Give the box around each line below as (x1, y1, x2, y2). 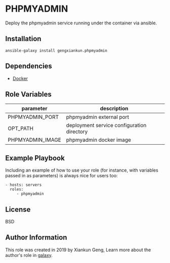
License (5, 205, 31, 214)
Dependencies (5, 62, 52, 71)
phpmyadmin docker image (66, 137, 132, 144)
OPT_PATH (8, 125, 34, 132)
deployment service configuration (66, 122, 147, 129)
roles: (10, 187, 24, 192)
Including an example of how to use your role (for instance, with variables (5, 167, 158, 173)
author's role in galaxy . (5, 252, 53, 258)
